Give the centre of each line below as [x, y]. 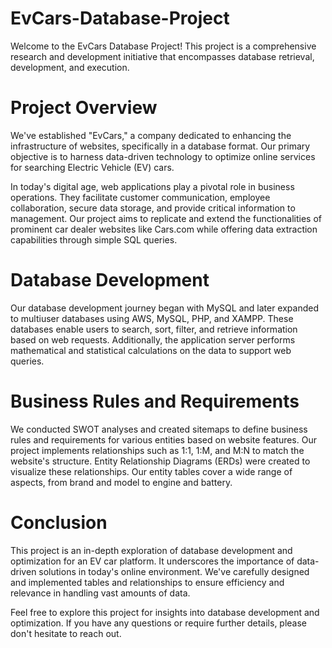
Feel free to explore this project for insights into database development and [165, 612]
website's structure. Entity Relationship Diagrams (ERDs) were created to [160, 461]
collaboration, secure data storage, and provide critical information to [153, 208]
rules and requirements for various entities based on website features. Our [163, 439]
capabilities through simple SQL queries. [94, 239]
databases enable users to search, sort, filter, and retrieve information [154, 329]
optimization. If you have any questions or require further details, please [159, 623]
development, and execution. [70, 67]
